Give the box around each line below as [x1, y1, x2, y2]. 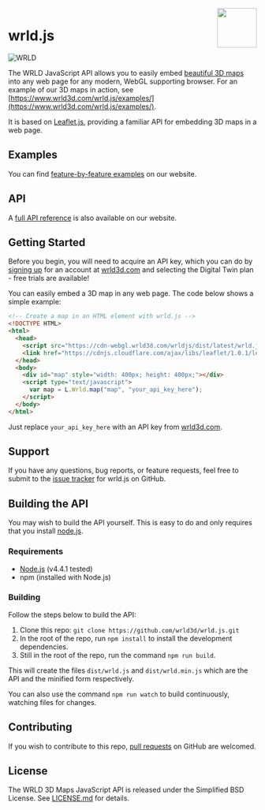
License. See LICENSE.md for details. [8, 793, 130, 803]
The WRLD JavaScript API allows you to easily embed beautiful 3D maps [8, 68, 244, 77]
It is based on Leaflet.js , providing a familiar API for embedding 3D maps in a [8, 117, 257, 126]
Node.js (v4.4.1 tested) [19, 564, 93, 573]
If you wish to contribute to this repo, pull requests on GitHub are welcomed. [8, 741, 256, 751]
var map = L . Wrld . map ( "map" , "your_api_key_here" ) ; [28, 386, 203, 394]
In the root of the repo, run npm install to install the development [19, 633, 233, 643]
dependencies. [19, 642, 69, 651]
